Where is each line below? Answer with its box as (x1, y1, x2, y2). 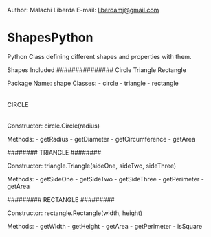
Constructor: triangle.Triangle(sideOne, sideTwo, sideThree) (7, 161, 177, 170)
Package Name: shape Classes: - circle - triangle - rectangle (7, 79, 179, 87)
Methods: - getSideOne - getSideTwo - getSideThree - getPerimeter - (7, 175, 204, 183)
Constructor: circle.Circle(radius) (7, 122, 100, 130)
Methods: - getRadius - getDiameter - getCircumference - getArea (7, 135, 196, 144)
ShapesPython (7, 30, 93, 45)
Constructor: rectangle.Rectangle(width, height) (7, 209, 143, 217)
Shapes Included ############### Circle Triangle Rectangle (7, 65, 187, 74)
